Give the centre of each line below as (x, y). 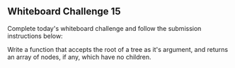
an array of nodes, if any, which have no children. (79, 57)
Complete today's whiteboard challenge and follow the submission (104, 28)
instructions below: (35, 36)
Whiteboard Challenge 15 (64, 12)
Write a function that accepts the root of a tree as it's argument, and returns (118, 49)
